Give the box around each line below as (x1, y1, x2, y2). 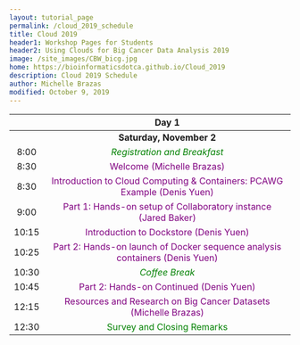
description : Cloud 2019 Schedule (9, 71, 138, 80)
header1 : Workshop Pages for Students (9, 37, 154, 47)
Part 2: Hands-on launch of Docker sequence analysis (53, 240, 282, 252)
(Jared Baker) (137, 211, 196, 224)
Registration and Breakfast (111, 145, 224, 158)
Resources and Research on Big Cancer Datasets (63, 295, 271, 308)
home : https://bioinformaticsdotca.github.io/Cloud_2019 (9, 63, 226, 72)
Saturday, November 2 (118, 131, 217, 144)
